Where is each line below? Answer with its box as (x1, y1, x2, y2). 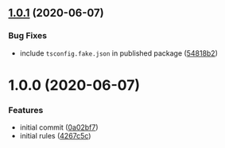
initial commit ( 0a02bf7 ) (19, 123, 99, 132)
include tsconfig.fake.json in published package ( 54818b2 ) (19, 48, 219, 58)
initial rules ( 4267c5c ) (19, 131, 91, 141)
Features (8, 104, 44, 115)
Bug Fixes (8, 30, 48, 41)
